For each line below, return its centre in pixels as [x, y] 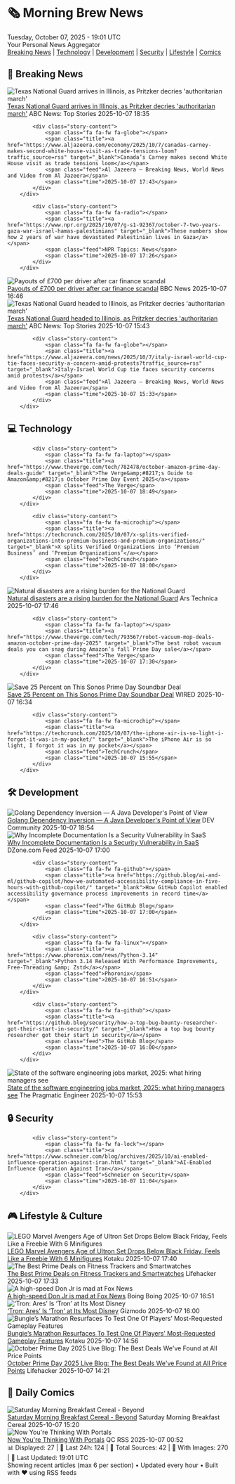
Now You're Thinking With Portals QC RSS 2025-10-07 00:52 [95, 1439]
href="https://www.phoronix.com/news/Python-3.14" [83, 955]
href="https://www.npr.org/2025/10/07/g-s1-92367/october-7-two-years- [114, 225]
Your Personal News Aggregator [54, 44]
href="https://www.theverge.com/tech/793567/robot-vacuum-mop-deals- [111, 637]
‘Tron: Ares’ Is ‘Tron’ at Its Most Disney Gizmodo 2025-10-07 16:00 [103, 1311]
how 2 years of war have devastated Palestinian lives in [94, 237]
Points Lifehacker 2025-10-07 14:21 [59, 1370]
